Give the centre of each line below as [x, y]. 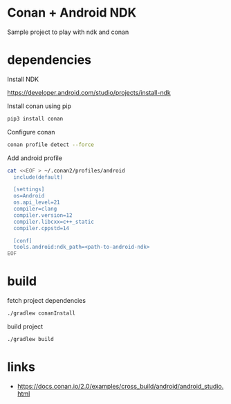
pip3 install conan [35, 118]
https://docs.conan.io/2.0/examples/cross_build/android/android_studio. [120, 386]
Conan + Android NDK [72, 13]
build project [25, 326]
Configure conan [31, 132]
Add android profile [35, 158]
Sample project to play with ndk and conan [68, 32]
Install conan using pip [39, 106]
